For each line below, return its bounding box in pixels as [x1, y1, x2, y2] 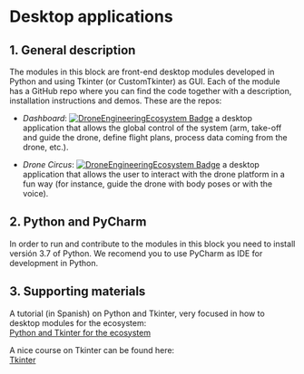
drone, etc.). [22, 142, 69, 152]
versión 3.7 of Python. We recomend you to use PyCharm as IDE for [9, 247, 263, 259]
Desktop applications [9, 6, 174, 27]
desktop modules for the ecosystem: [9, 317, 147, 328]
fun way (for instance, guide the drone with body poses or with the [22, 178, 273, 189]
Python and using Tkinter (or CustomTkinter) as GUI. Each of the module [9, 76, 280, 87]
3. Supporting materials [9, 283, 146, 300]
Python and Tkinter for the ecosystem [9, 327, 152, 338]
